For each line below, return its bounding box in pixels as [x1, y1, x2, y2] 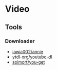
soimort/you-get [12, 59, 45, 65]
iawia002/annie [12, 48, 43, 54]
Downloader [5, 38, 35, 45]
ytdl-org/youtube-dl [12, 54, 53, 60]
